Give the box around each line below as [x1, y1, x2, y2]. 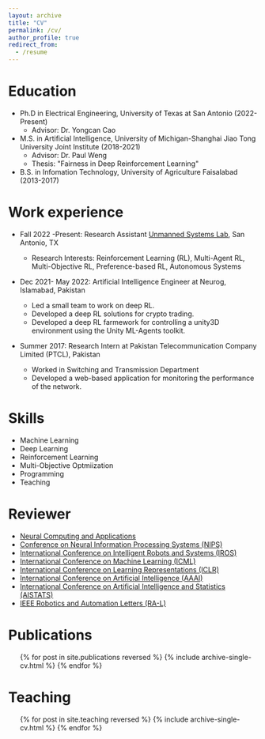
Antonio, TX [19, 238, 59, 247]
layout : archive [8, 11, 62, 20]
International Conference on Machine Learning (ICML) [19, 556, 196, 566]
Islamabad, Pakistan [19, 285, 85, 295]
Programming [19, 469, 65, 478]
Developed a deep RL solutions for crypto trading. [31, 309, 195, 319]
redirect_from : [8, 41, 59, 49]
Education [8, 82, 77, 100]
